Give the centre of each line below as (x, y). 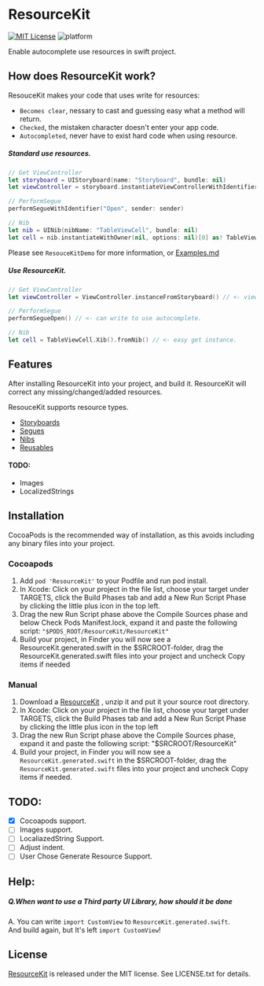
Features (30, 365)
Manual (23, 685)
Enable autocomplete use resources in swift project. (92, 51)
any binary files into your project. (62, 543)
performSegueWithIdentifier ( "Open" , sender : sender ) (96, 209)
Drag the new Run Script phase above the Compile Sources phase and (134, 615)
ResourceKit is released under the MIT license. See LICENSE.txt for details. (130, 973)
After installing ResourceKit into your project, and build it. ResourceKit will (127, 383)
